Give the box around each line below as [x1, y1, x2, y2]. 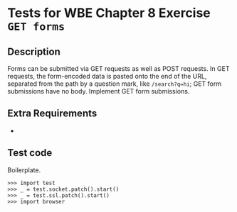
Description [7, 45, 60, 57]
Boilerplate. [7, 165, 41, 174]
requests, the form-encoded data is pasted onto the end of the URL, [7, 72, 207, 80]
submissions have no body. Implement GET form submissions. [7, 87, 190, 95]
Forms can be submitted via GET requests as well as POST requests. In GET [7, 65, 230, 72]
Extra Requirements [7, 108, 98, 120]
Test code [7, 147, 53, 159]
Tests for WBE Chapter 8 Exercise [7, 5, 211, 21]
